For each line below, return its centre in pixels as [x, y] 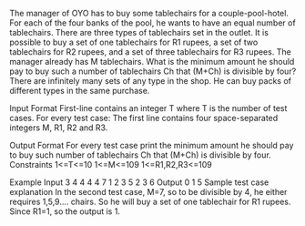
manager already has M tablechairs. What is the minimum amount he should [152, 62]
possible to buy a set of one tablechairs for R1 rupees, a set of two [134, 42]
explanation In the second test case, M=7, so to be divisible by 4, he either [148, 192]
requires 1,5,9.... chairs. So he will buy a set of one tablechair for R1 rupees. [150, 201]
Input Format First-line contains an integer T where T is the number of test [148, 108]
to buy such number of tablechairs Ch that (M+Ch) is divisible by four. [140, 155]
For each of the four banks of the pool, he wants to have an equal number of [152, 23]
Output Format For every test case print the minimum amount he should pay [152, 145]
